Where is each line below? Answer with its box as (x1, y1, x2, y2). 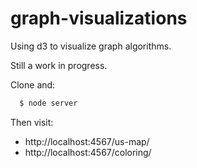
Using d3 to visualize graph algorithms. (10, 40, 172, 52)
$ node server (19, 98, 78, 108)
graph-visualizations (10, 7, 188, 30)
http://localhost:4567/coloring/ (24, 146, 152, 158)
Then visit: (10, 116, 54, 128)
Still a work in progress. (10, 59, 108, 71)
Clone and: (10, 78, 56, 91)
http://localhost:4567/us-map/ (24, 135, 150, 147)
